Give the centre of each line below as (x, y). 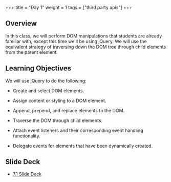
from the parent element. (31, 52)
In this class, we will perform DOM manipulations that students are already (84, 36)
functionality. (26, 136)
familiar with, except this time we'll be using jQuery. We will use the (76, 41)
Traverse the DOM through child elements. (58, 120)
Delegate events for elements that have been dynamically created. (83, 146)
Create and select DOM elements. (48, 90)
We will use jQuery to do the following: (46, 80)
